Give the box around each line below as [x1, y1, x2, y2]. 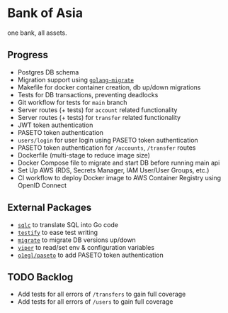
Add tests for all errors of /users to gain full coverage [17, 297, 173, 306]
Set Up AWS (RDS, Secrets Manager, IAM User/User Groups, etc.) [17, 165, 210, 175]
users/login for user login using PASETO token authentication [17, 136, 198, 144]
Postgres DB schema [17, 67, 79, 76]
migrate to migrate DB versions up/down [17, 236, 136, 244]
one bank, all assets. [7, 28, 67, 37]
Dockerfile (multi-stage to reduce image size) [17, 150, 151, 159]
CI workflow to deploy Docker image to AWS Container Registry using [17, 173, 222, 182]
